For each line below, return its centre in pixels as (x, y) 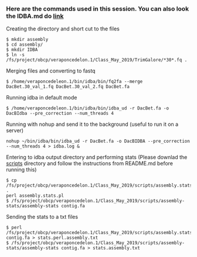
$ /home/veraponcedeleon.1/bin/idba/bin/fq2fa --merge (74, 82)
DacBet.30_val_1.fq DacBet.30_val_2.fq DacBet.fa (68, 87)
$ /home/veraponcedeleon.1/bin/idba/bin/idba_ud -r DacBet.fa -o (87, 108)
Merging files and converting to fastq (51, 71)
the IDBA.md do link (35, 16)
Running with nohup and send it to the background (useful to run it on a (92, 124)
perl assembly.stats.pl (35, 196)
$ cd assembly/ (25, 45)
